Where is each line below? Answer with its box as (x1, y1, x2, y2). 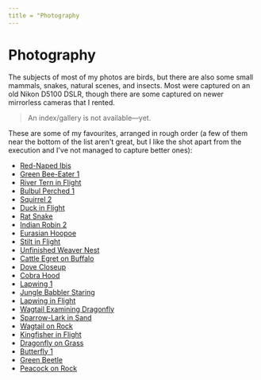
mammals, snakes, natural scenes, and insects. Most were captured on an (8, 80, 251, 90)
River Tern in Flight (19, 177, 82, 187)
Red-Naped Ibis (19, 161, 71, 170)
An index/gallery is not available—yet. (27, 113, 152, 122)
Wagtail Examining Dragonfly (19, 304, 115, 314)
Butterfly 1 (19, 347, 54, 356)
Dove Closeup (19, 262, 67, 271)
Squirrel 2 (19, 194, 52, 204)
